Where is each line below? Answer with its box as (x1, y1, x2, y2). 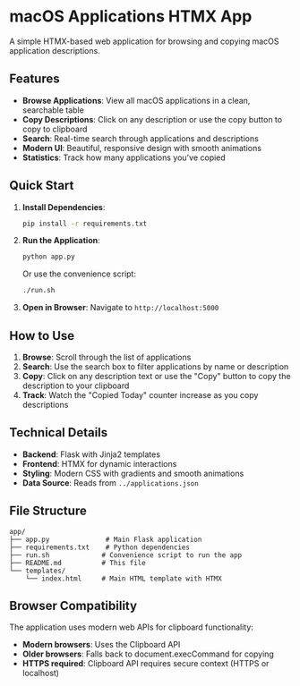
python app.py (21, 252, 75, 261)
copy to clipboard (21, 123, 88, 134)
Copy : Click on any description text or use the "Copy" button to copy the (21, 371, 291, 381)
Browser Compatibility (9, 598, 137, 614)
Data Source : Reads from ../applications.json (21, 477, 199, 488)
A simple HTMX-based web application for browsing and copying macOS (9, 36, 279, 47)
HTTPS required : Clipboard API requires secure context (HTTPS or (21, 658, 270, 669)
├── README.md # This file (9, 558, 146, 567)
